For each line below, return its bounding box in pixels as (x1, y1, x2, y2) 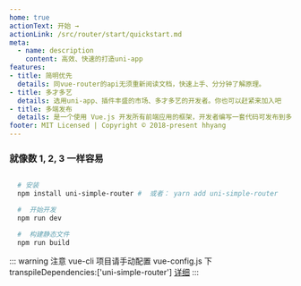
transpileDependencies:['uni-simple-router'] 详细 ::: (9, 266, 200, 277)
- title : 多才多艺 (9, 88, 73, 97)
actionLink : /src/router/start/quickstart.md (9, 29, 182, 38)
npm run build (17, 238, 70, 247)
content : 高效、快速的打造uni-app (25, 55, 143, 63)
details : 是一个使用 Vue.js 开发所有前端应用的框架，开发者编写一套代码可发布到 (17, 113, 286, 122)
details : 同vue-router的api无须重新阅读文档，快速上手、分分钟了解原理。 (17, 80, 266, 88)
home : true (9, 13, 50, 22)
